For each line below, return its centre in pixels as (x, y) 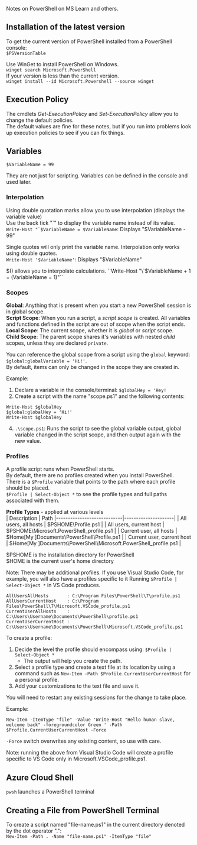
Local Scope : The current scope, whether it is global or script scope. (90, 331)
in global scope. (26, 312)
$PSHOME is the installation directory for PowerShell (70, 555)
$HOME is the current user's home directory (60, 561)
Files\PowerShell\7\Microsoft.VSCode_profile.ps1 (68, 606)
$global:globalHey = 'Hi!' (39, 412)
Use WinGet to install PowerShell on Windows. (63, 64)
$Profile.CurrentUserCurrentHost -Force (57, 730)
